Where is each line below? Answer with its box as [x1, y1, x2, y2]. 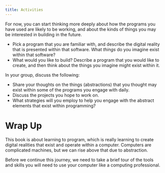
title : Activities [5, 7, 43, 12]
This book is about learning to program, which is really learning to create [5, 136, 154, 142]
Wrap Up [5, 120, 42, 131]
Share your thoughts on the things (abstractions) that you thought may [12, 82, 157, 87]
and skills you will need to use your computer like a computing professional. [5, 162, 161, 168]
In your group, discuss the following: [5, 72, 80, 78]
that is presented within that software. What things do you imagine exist [12, 46, 160, 52]
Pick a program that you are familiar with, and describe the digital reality [12, 41, 160, 47]
